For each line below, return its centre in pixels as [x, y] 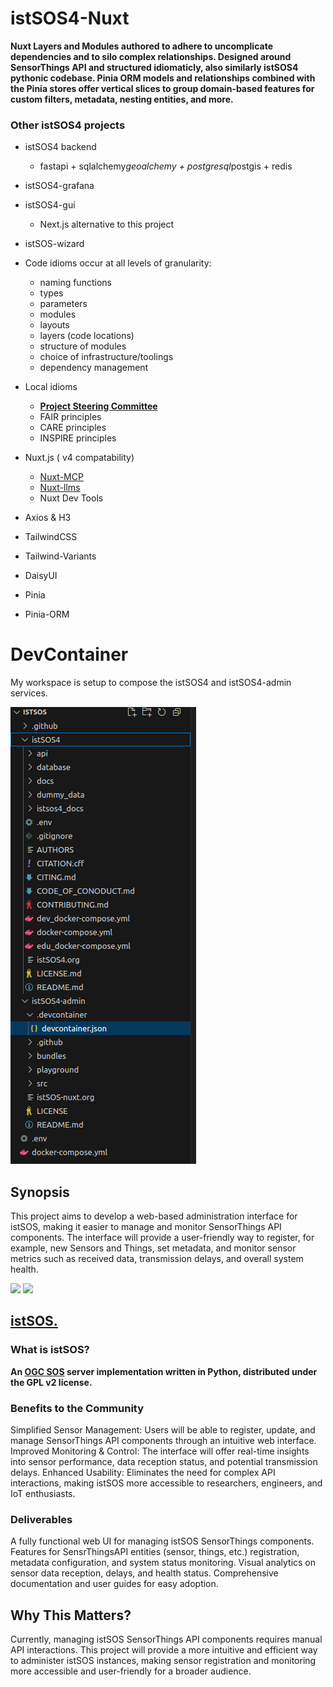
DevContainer [69, 654]
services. [29, 693]
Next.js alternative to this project [107, 224]
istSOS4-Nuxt [70, 18]
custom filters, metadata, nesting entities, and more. [122, 99]
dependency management [94, 368]
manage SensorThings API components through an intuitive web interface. [163, 1440]
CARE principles [73, 428]
